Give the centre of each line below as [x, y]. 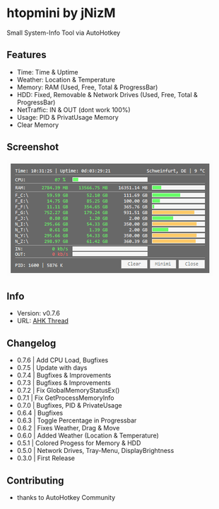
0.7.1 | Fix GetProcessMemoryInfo [65, 398]
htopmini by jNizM [61, 13]
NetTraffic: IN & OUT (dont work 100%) [74, 110]
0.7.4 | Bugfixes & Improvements [64, 375]
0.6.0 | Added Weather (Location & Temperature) [88, 436]
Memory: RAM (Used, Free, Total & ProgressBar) [87, 87]
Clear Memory [38, 125]
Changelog [31, 343]
